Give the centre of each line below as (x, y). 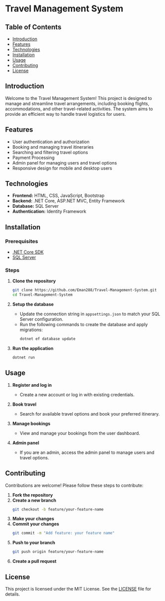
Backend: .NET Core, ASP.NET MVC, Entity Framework (68, 201)
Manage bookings (31, 424)
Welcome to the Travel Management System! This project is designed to (79, 98)
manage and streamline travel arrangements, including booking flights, (77, 103)
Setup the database (33, 304)
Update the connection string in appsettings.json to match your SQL (90, 314)
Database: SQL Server (35, 206)
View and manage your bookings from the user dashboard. (80, 433)
